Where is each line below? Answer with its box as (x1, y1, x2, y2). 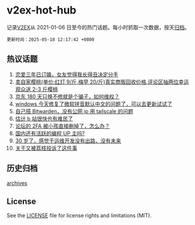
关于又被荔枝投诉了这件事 (15, 144, 78, 151)
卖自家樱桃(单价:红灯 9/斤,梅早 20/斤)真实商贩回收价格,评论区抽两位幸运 (15, 78, 190, 85)
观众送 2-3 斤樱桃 (15, 85, 58, 92)
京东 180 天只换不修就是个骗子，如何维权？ (15, 92, 120, 100)
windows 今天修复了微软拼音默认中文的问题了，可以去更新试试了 (15, 100, 173, 107)
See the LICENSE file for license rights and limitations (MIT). (6, 212, 152, 219)
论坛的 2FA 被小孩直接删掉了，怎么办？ (15, 122, 110, 130)
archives (6, 179, 28, 186)
